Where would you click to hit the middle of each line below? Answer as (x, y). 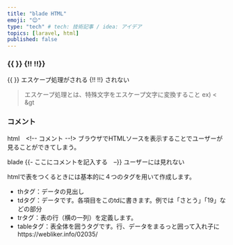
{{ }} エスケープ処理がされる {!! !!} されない (69, 80)
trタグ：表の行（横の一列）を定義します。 (77, 217)
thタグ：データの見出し (51, 191)
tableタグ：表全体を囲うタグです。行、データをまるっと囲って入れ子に (119, 226)
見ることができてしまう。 (44, 147)
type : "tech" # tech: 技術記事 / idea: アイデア (75, 26)
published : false (32, 40)
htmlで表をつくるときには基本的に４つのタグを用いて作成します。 (102, 176)
